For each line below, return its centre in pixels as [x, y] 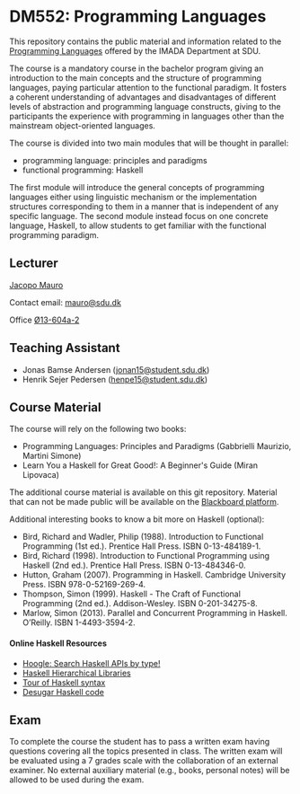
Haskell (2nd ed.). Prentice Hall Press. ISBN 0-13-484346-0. [134, 565]
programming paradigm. [54, 234]
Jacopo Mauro [36, 285]
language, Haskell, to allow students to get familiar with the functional [138, 225]
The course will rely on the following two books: [98, 429]
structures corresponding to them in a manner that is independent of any [144, 206]
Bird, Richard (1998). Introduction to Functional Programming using [146, 556]
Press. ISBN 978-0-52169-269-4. [84, 585]
